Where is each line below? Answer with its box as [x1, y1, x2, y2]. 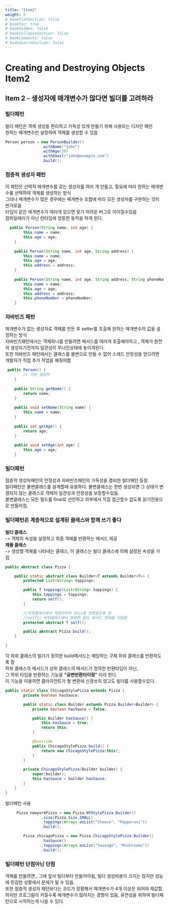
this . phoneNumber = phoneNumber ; [23, 296, 94, 301]
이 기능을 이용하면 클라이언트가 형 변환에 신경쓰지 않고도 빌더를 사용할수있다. [5, 678, 156, 684]
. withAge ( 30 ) [41, 149, 69, 154]
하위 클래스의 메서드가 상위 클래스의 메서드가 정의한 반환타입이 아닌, [5, 665, 138, 671]
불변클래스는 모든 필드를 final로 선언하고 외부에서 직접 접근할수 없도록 [5, 496, 142, 503]
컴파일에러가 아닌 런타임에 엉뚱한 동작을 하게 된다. [5, 215, 104, 221]
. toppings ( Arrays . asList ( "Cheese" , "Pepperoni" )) [41, 820, 147, 825]
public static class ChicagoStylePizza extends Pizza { [5, 688, 125, 693]
